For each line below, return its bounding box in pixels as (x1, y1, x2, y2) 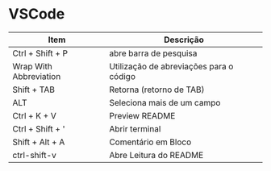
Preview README (108, 110, 176, 121)
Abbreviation (12, 70, 61, 81)
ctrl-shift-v (12, 149, 56, 161)
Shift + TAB (12, 84, 55, 95)
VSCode (8, 5, 65, 23)
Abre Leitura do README (108, 149, 204, 161)
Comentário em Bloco (108, 136, 192, 148)
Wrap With (12, 60, 52, 72)
